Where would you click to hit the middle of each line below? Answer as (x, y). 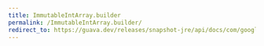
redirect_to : (29, 30)
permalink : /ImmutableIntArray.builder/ (75, 23)
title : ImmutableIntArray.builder (65, 15)
